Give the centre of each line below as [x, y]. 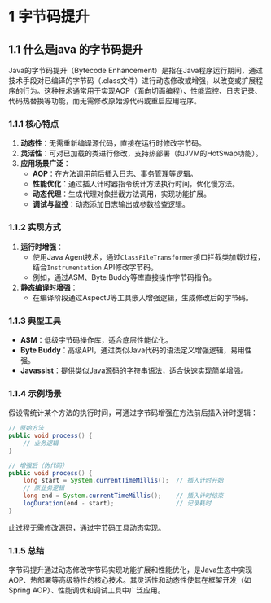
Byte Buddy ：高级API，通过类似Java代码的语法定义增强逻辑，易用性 [136, 350]
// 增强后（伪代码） [38, 465]
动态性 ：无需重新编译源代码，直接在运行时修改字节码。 [113, 143]
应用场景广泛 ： [45, 164]
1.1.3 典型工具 [35, 321]
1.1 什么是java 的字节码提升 [76, 49]
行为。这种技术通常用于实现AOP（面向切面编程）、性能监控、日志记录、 [142, 91]
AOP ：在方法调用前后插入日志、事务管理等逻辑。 [115, 174]
